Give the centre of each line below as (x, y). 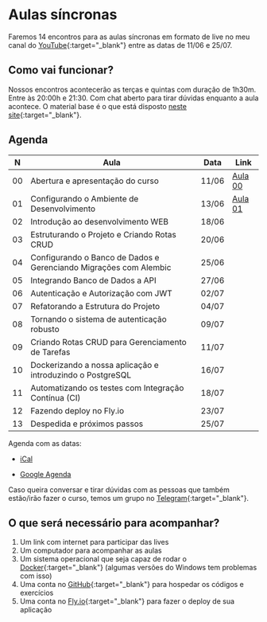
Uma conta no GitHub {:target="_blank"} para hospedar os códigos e (132, 585)
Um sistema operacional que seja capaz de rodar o (103, 559)
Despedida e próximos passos (87, 424)
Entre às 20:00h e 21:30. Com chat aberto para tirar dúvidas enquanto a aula (133, 98)
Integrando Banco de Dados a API (93, 280)
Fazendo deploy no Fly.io (77, 410)
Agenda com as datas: (45, 443)
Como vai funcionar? (61, 70)
